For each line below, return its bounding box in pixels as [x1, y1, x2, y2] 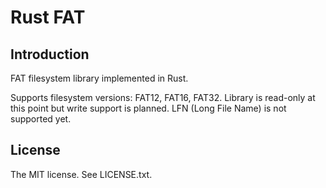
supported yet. [10, 113, 72, 125]
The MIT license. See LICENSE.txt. [10, 168, 153, 180]
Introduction [10, 46, 90, 63]
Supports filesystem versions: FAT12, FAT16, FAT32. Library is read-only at [10, 92, 316, 103]
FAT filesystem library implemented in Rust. [10, 72, 189, 84]
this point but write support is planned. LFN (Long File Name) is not [10, 102, 287, 114]
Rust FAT [10, 6, 86, 29]
